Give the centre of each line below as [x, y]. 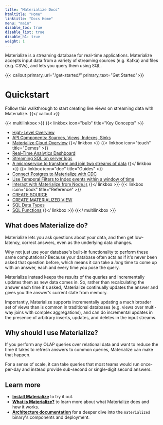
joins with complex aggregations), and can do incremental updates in [84, 312]
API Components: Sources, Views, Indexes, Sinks [61, 138]
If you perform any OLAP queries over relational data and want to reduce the [82, 344]
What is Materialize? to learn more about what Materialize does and [81, 402]
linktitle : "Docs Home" [29, 19]
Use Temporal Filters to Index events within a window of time [73, 179]
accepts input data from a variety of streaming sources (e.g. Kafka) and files [81, 60]
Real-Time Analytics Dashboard [44, 153]
